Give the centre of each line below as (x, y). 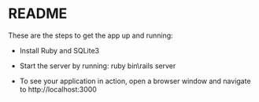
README (38, 14)
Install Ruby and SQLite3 (59, 50)
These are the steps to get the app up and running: (91, 35)
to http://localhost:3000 (58, 89)
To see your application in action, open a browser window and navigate (135, 81)
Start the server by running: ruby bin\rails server (98, 66)
